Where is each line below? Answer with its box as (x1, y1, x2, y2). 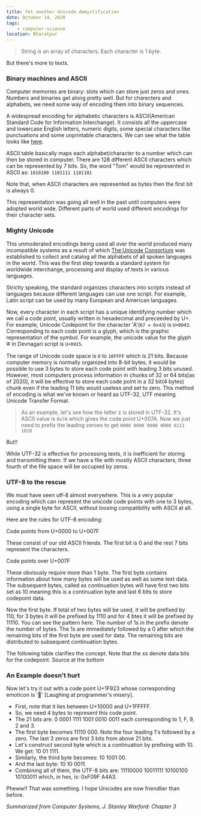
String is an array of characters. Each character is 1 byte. (20, 48, 161, 55)
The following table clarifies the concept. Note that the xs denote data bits (6, 650, 190, 657)
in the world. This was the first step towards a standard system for (6, 259, 170, 267)
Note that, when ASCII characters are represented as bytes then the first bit (6, 181, 193, 188)
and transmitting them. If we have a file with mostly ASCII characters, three (6, 456, 191, 463)
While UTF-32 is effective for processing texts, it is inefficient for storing (6, 450, 185, 457)
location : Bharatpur (6, 31, 58, 37)
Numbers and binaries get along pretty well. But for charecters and (6, 94, 172, 102)
